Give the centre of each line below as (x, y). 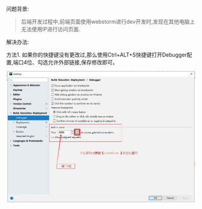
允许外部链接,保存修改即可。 (83, 62)
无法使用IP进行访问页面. (50, 29)
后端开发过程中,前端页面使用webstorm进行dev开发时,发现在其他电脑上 (108, 22)
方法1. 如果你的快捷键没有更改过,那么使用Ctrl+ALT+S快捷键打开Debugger (97, 55)
